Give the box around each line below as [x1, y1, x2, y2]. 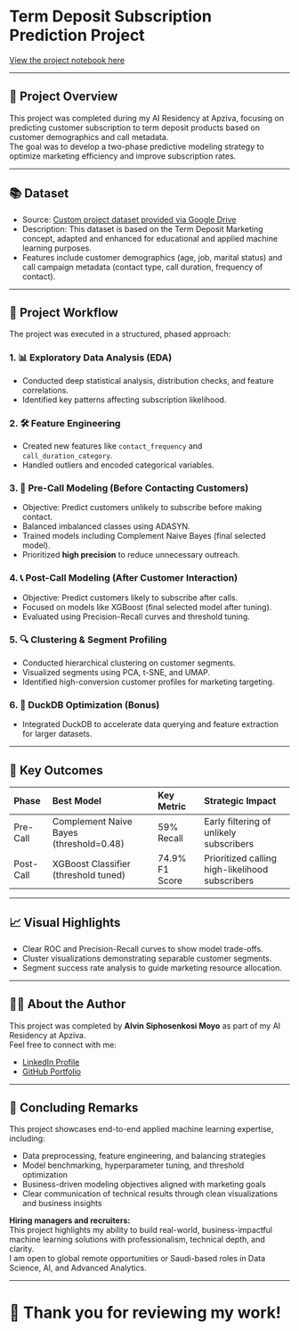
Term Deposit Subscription [9, 6, 212, 27]
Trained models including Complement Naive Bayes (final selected [21, 531, 266, 541]
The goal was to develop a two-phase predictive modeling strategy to [9, 141, 264, 152]
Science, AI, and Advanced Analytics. [9, 1262, 147, 1273]
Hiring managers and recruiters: [9, 1215, 131, 1226]
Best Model [52, 794, 102, 806]
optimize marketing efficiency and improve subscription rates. [9, 150, 237, 161]
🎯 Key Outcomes [9, 763, 104, 778]
